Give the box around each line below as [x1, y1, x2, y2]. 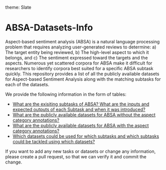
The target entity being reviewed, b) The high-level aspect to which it [5, 49, 149, 55]
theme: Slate [5, 5, 32, 10]
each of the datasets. [5, 81, 49, 87]
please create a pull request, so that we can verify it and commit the [5, 153, 147, 159]
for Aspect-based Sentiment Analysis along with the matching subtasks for [5, 76, 161, 82]
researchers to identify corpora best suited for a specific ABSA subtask [5, 65, 154, 71]
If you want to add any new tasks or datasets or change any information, [5, 148, 156, 154]
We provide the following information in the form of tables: [5, 91, 127, 97]
